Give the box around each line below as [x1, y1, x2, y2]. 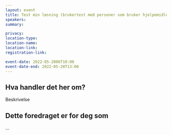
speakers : [5, 17, 27, 22]
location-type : [5, 36, 38, 41]
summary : [5, 21, 24, 27]
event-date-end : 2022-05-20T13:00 [5, 64, 79, 69]
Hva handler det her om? [5, 83, 86, 92]
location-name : [5, 40, 38, 46]
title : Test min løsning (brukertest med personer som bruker [5, 12, 141, 17]
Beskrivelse [5, 97, 30, 103]
